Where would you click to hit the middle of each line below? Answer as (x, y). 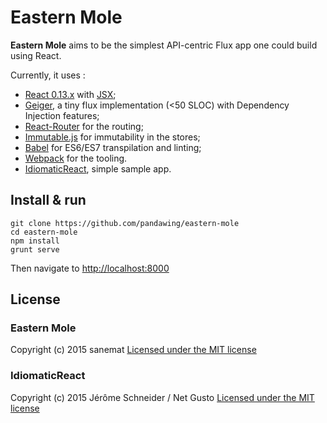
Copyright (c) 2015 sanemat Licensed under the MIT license (133, 350)
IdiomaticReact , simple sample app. (98, 168)
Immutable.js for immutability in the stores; (112, 137)
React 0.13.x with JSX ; (70, 94)
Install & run (48, 200)
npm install (35, 241)
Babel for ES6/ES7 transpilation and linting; (113, 147)
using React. (36, 55)
